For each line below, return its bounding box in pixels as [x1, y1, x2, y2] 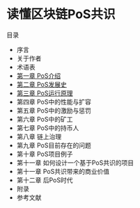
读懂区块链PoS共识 [6, 6, 116, 22]
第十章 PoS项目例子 [16, 150, 73, 158]
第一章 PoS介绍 [16, 71, 61, 80]
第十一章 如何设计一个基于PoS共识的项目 [16, 158, 134, 167]
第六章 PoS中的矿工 [16, 115, 73, 123]
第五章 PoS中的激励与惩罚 [16, 106, 91, 115]
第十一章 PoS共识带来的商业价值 [16, 167, 109, 175]
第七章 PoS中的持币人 [16, 123, 79, 132]
